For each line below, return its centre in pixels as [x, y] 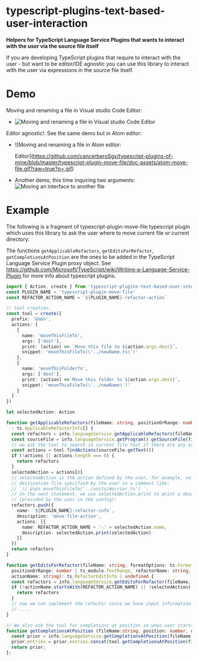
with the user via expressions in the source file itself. [70, 70]
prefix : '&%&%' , [31, 319]
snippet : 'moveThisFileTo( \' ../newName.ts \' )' [80, 352]
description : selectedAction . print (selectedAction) [86, 533]
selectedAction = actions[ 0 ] [47, 472]
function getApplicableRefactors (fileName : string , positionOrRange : [93, 423]
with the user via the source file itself [52, 46]
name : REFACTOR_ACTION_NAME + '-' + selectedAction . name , [94, 527]
